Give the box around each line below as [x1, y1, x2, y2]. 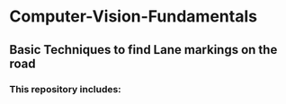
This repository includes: [9, 82, 121, 95]
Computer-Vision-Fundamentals [9, 6, 258, 27]
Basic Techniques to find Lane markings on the [9, 42, 278, 57]
